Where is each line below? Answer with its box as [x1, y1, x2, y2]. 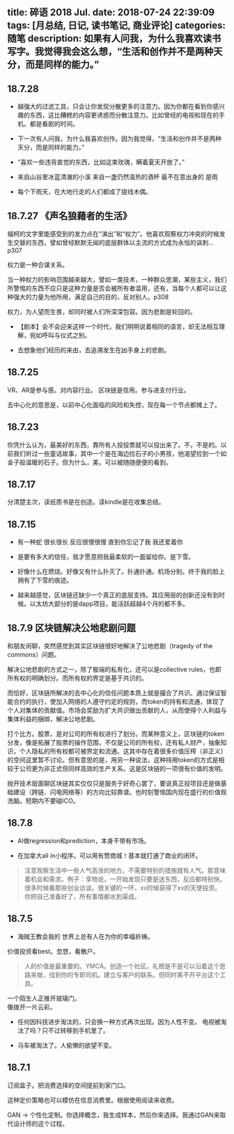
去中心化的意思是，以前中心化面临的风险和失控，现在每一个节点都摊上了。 [7, 400, 221, 409]
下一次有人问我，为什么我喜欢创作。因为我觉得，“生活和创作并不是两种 [17, 134, 221, 143]
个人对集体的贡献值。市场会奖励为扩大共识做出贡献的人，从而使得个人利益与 [7, 706, 227, 715]
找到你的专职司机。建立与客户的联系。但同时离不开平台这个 [48, 970, 220, 979]
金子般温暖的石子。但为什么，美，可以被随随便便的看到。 [7, 458, 172, 466]
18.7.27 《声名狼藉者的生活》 [7, 210, 132, 221]
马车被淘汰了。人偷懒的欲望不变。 [17, 1041, 116, 1049]
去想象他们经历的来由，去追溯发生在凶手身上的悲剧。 [17, 346, 171, 354]
